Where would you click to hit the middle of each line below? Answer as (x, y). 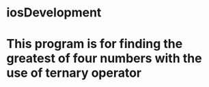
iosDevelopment (54, 13)
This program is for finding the (95, 44)
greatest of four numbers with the (104, 59)
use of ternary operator (74, 73)
